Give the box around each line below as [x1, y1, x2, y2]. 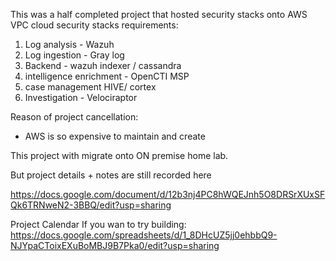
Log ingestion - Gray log [24, 49, 125, 61]
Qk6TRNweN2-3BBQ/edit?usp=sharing [10, 199, 172, 211]
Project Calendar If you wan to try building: [10, 219, 187, 230]
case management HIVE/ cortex [24, 81, 157, 93]
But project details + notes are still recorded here [10, 169, 212, 181]
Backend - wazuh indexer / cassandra [24, 60, 182, 71]
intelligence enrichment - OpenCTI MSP [24, 70, 190, 82]
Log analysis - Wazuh [24, 39, 115, 50]
